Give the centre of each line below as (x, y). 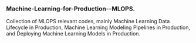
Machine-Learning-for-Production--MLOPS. (71, 9)
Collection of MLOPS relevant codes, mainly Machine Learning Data (88, 21)
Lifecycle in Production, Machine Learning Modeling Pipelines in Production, (98, 27)
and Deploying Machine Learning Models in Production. (73, 34)
